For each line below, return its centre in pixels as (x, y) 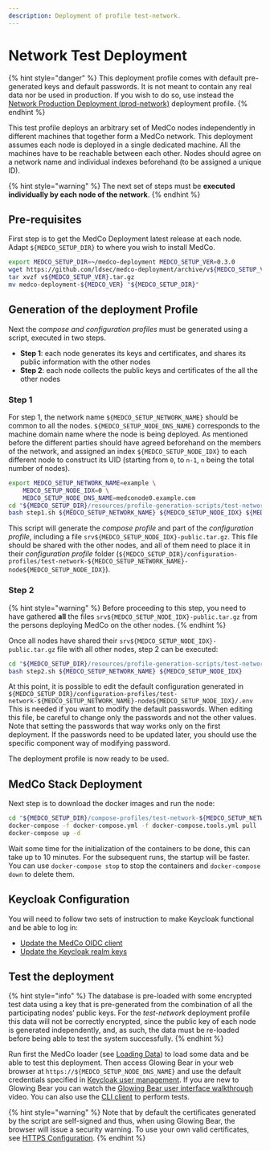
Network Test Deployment (98, 55)
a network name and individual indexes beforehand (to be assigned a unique (135, 162)
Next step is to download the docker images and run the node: (112, 804)
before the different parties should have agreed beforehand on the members (135, 442)
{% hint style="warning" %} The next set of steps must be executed (122, 186)
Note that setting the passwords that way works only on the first (115, 726)
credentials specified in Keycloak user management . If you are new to (124, 1080)
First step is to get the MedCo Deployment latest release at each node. (125, 239)
